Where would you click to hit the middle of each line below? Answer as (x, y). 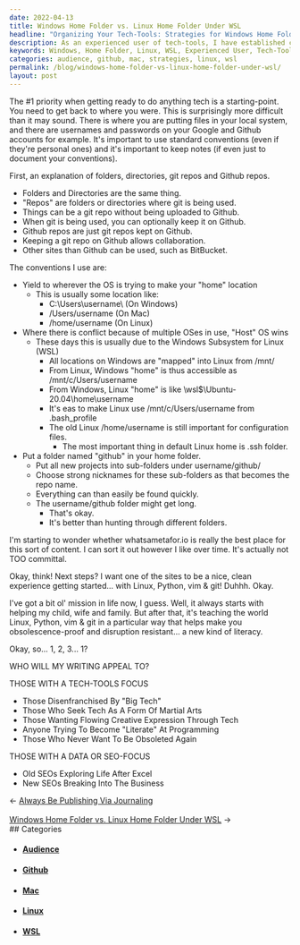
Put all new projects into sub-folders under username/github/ (148, 465)
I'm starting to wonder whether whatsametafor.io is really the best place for (148, 540)
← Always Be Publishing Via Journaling (81, 800)
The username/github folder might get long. (116, 503)
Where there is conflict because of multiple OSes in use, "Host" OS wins (155, 332)
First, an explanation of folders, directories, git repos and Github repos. (140, 175)
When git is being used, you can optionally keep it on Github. (134, 221)
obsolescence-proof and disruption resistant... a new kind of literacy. (136, 631)
